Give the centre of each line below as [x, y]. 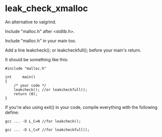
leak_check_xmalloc [46, 9]
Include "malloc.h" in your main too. [41, 41]
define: [12, 112]
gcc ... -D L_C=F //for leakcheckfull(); [47, 130]
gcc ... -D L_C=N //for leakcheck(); [43, 121]
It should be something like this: [37, 59]
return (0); [26, 94]
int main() [20, 77]
